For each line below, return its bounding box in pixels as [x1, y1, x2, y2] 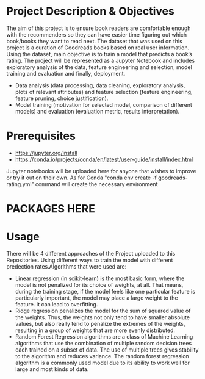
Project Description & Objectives [6, 4, 175, 18]
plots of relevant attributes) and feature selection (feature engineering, [15, 88, 193, 95]
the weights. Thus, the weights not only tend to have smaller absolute [15, 314, 190, 321]
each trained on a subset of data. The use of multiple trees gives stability [15, 346, 199, 353]
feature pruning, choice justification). [15, 95, 109, 102]
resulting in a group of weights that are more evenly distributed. [15, 327, 176, 334]
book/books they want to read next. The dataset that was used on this [6, 37, 183, 45]
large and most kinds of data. [15, 366, 89, 373]
